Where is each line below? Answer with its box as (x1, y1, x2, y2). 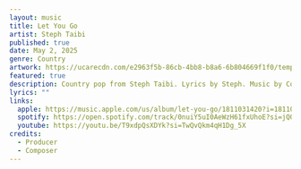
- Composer (17, 146, 58, 155)
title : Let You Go (9, 21, 78, 30)
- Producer (17, 138, 58, 147)
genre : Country (9, 55, 66, 63)
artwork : (9, 63, 42, 72)
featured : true (9, 72, 66, 80)
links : (9, 96, 34, 106)
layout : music (9, 13, 63, 22)
